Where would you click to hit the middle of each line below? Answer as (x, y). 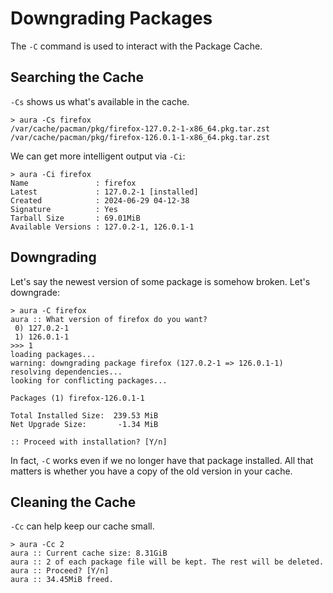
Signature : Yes (64, 209)
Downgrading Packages (111, 18)
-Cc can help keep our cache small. (82, 526)
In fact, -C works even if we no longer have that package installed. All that (162, 460)
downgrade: (35, 292)
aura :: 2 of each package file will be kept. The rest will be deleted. (167, 562)
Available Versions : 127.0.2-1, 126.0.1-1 (102, 227)
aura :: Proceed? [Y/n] (60, 571)
